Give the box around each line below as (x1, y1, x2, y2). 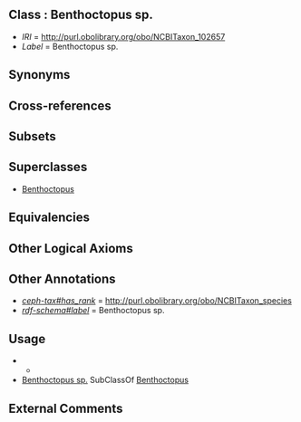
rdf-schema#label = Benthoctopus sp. (21, 305, 165, 316)
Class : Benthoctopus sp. (8, 7, 153, 23)
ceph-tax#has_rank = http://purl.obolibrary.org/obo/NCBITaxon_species (21, 295, 292, 306)
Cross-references (8, 98, 112, 113)
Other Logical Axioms (8, 240, 133, 256)
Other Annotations (8, 271, 116, 286)
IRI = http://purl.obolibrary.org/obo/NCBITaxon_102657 (21, 31, 226, 42)
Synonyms (8, 67, 71, 82)
